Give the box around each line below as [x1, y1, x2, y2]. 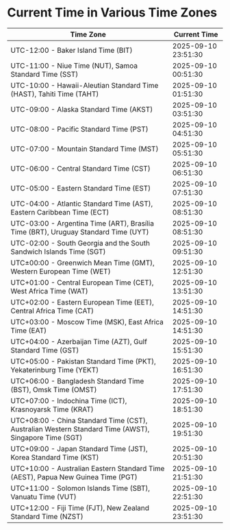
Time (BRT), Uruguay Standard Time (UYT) [10, 227, 149, 237]
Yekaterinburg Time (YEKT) [10, 365, 99, 374]
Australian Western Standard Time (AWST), [10, 424, 150, 433]
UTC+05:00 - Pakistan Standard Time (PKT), [10, 357, 156, 366]
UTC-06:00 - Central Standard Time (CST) [10, 163, 151, 173]
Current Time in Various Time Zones [7, 5, 218, 21]
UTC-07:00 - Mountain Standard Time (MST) [10, 144, 159, 154]
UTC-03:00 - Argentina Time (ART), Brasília [10, 218, 154, 228]
